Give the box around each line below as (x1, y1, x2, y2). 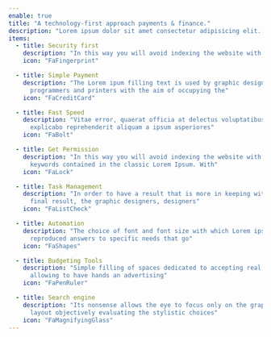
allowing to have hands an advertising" (29, 272, 168, 280)
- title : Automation (15, 219, 85, 227)
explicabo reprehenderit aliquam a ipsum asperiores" (29, 123, 215, 131)
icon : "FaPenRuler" (23, 279, 89, 287)
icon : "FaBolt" (23, 131, 74, 139)
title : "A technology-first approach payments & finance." (8, 19, 211, 27)
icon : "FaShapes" (23, 242, 81, 250)
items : (8, 34, 31, 43)
